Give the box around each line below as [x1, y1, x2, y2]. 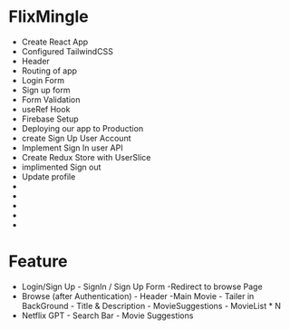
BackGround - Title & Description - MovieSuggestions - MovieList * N [21, 300, 282, 311]
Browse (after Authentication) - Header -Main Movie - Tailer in [21, 290, 255, 301]
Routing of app [21, 65, 78, 76]
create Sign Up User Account [21, 132, 131, 143]
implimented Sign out [21, 161, 101, 172]
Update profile [21, 170, 76, 182]
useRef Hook [21, 103, 71, 114]
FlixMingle [8, 6, 89, 27]
